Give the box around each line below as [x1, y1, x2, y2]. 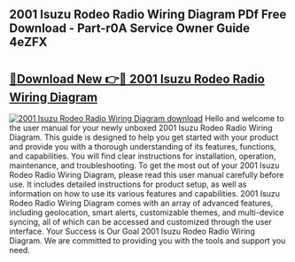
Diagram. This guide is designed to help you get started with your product [9, 132, 279, 143]
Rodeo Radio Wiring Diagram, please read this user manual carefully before [9, 170, 284, 180]
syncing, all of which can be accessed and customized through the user [9, 217, 272, 227]
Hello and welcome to [205, 113, 285, 123]
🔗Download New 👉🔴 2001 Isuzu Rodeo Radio [9, 71, 266, 87]
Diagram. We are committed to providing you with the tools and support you [9, 235, 286, 246]
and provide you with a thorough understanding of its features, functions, [9, 142, 277, 151]
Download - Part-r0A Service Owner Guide [9, 21, 251, 36]
